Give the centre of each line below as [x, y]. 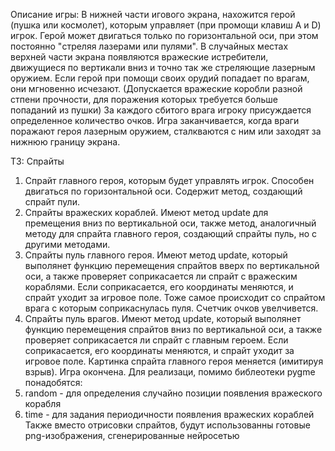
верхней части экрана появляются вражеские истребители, [139, 57]
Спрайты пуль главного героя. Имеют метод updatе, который [156, 255]
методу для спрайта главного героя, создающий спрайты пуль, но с [170, 233]
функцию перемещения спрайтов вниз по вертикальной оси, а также [173, 329]
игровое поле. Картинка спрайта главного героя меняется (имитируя [174, 361]
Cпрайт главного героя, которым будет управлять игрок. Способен [169, 180]
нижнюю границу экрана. [65, 142]
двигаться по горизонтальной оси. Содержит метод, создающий [163, 191]
